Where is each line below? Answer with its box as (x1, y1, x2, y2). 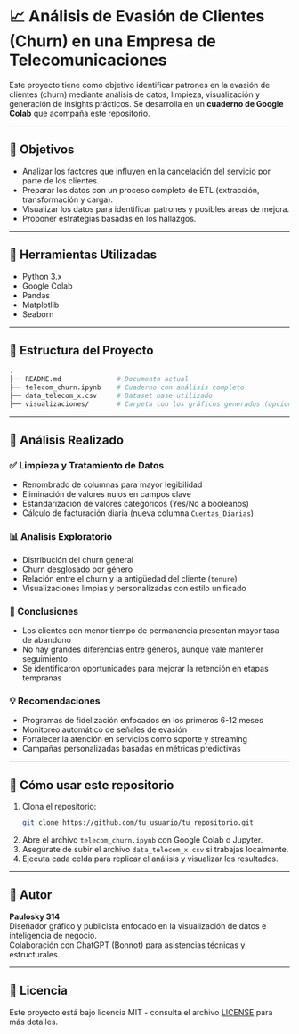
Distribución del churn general (21, 554, 133, 565)
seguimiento (21, 654, 69, 664)
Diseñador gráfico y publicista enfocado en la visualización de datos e (9, 920, 267, 931)
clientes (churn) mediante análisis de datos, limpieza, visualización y (9, 89, 261, 100)
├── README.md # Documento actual (9, 375, 190, 384)
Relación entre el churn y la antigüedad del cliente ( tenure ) (21, 573, 238, 583)
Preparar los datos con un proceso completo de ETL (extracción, (21, 184, 260, 195)
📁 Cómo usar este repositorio (9, 778, 174, 793)
